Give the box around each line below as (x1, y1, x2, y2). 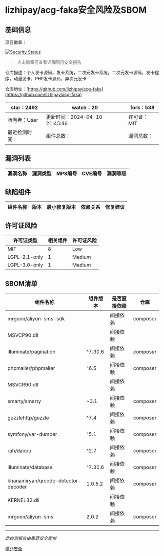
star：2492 (11, 104, 38, 111)
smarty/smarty (7, 398, 41, 405)
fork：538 (130, 104, 155, 111)
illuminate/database (7, 464, 53, 471)
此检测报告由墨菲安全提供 (5, 535, 57, 541)
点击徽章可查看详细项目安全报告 (17, 59, 82, 65)
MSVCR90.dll (7, 381, 38, 388)
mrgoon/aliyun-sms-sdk (7, 315, 65, 322)
